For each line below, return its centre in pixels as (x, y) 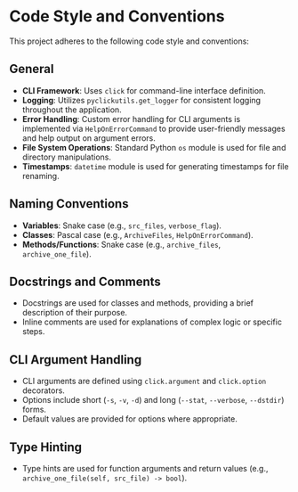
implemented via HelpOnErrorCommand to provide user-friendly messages (154, 128)
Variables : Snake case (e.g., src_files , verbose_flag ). (122, 225)
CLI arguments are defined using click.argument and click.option (144, 381)
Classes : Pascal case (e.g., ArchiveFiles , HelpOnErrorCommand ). (137, 234)
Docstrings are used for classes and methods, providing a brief (137, 303)
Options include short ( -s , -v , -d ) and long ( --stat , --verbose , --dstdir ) (153, 400)
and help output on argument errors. (89, 138)
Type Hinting (46, 447)
